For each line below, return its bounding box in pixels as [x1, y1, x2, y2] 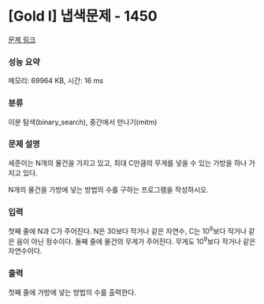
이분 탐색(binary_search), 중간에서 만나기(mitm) [8, 117, 158, 126]
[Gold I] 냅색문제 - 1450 [8, 7, 158, 25]
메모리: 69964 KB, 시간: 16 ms [8, 76, 104, 85]
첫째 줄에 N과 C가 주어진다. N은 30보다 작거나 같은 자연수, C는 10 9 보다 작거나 [8, 225, 247, 235]
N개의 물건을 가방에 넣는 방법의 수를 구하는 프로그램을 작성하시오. [8, 185, 209, 194]
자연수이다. [8, 246, 43, 256]
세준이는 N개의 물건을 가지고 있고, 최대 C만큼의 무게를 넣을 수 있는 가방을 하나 [8, 158, 247, 167]
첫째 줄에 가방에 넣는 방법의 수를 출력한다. [8, 287, 136, 297]
